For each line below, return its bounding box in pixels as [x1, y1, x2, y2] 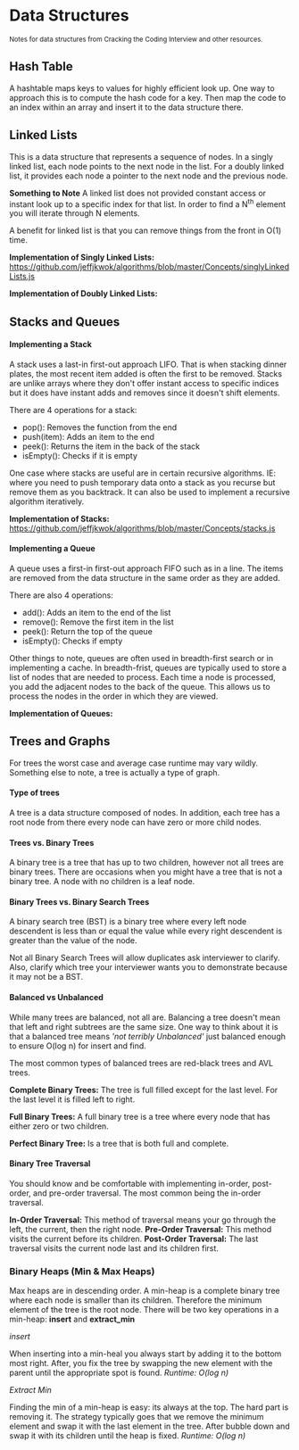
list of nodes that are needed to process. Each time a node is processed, [9, 672, 277, 683]
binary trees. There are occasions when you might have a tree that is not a [9, 866, 283, 877]
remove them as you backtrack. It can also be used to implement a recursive [9, 486, 291, 497]
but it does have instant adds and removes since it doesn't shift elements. [9, 387, 280, 398]
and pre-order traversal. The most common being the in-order [32, 1188, 262, 1198]
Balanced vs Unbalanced [9, 992, 104, 1003]
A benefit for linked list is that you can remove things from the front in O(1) [9, 225, 282, 236]
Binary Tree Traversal [9, 1158, 91, 1169]
